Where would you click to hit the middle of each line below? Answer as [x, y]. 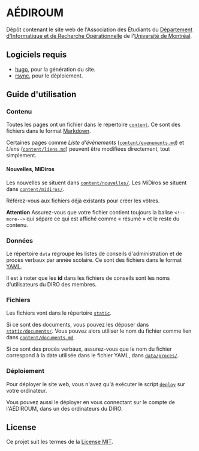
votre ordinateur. [27, 390]
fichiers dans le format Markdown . [49, 131]
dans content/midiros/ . [35, 189]
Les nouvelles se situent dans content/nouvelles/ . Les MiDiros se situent [97, 183]
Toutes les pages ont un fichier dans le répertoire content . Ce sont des [94, 125]
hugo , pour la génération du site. [55, 69]
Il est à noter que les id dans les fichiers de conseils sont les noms [88, 278]
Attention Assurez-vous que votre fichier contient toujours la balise [90, 212]
